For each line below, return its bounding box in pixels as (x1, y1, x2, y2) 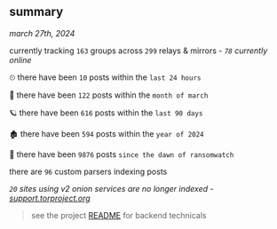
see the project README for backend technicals (30, 209, 207, 220)
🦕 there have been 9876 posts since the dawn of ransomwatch (9, 148, 234, 160)
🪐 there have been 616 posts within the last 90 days (9, 107, 203, 118)
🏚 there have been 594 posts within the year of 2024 (9, 128, 204, 138)
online (9, 54, 32, 65)
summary (9, 4, 64, 20)
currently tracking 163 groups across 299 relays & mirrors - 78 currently (9, 45, 268, 56)
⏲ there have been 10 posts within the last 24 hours (9, 72, 202, 83)
